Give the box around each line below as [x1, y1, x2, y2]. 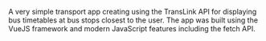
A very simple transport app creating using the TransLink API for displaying [8, 7, 257, 16]
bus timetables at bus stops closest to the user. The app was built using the [8, 15, 259, 25]
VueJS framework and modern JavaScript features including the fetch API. [8, 24, 256, 33]
